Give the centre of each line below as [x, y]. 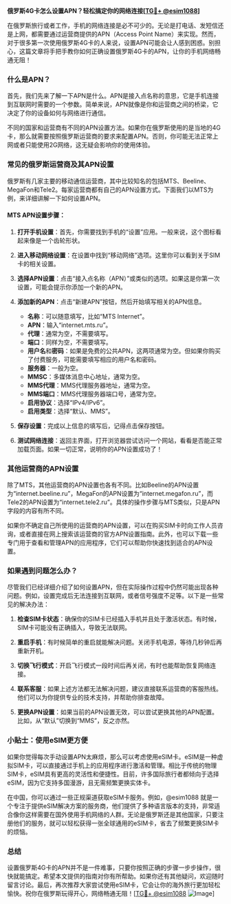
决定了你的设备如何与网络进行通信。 [58, 113]
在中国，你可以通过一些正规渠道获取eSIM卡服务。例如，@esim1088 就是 [110, 797]
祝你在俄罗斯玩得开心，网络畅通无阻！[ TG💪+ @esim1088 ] [120, 893]
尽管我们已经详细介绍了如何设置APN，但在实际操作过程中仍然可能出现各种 [113, 587]
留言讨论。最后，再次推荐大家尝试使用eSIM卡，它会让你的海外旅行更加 [108, 885]
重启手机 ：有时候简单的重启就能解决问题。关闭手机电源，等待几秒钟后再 [119, 642]
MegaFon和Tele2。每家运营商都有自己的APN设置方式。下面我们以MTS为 [110, 190]
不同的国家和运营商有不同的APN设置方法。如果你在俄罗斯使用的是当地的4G [114, 128]
